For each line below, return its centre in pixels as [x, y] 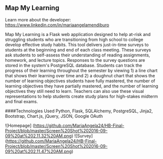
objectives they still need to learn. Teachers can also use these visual [75, 91]
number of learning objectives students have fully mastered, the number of [80, 81]
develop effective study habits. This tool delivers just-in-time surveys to [77, 44]
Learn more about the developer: [38, 19]
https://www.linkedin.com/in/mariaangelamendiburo [57, 25]
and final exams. [21, 101]
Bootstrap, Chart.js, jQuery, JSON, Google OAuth [54, 116]
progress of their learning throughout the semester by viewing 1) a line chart [81, 71]
